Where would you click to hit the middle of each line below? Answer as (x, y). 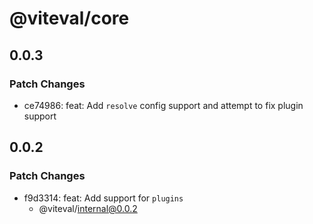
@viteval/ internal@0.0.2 (88, 208)
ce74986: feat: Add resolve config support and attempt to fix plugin (163, 105)
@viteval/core (69, 18)
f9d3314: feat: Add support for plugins (103, 198)
